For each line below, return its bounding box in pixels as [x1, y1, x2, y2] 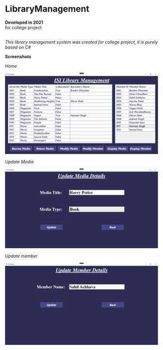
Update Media [5, 159, 34, 164]
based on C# [5, 44, 31, 50]
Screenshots [5, 53, 32, 59]
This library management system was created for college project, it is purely [5, 39, 158, 45]
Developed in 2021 [5, 19, 44, 25]
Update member [5, 253, 38, 259]
